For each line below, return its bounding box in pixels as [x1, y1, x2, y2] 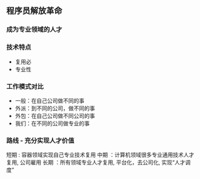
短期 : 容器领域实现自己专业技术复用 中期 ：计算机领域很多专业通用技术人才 [6, 151, 195, 158]
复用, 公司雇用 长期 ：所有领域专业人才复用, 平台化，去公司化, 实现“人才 [6, 159, 185, 166]
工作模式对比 [6, 82, 44, 91]
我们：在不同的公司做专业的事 [15, 120, 90, 127]
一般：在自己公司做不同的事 [15, 97, 85, 104]
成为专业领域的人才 [6, 25, 62, 34]
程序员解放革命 [6, 5, 62, 16]
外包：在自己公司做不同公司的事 [15, 112, 95, 119]
